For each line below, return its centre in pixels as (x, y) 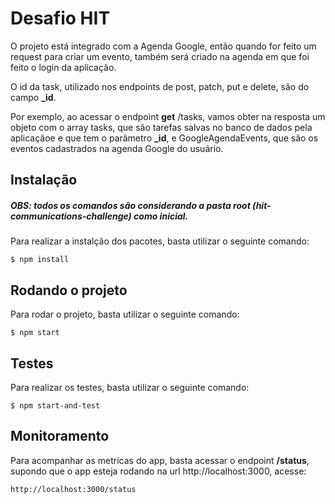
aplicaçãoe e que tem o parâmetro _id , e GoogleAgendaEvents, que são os (164, 138)
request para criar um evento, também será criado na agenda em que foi (160, 56)
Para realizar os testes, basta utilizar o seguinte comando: (130, 387)
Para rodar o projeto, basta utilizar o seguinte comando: (125, 314)
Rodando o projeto (69, 290)
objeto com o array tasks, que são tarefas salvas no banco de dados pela (161, 127)
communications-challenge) (71, 216)
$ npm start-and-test (55, 405)
